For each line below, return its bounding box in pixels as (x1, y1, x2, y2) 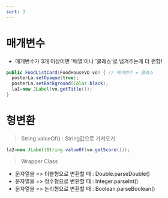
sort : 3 (6, 8, 26, 15)
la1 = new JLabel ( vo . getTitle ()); (11, 86, 93, 92)
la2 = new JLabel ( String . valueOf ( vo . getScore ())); (6, 146, 130, 153)
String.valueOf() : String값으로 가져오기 (20, 134, 115, 142)
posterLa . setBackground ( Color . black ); (11, 80, 109, 87)
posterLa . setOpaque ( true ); (11, 75, 79, 81)
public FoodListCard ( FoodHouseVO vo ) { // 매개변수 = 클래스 (6, 70, 154, 76)
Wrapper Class (20, 157, 58, 165)
